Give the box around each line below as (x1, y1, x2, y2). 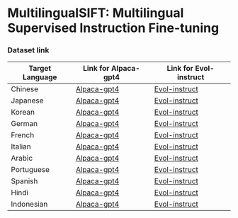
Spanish (11, 176, 38, 186)
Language (22, 72, 57, 82)
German (11, 119, 38, 129)
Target (28, 64, 52, 74)
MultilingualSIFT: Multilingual (7, 5, 184, 21)
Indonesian (11, 200, 48, 210)
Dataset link (7, 45, 50, 55)
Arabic (11, 154, 33, 163)
